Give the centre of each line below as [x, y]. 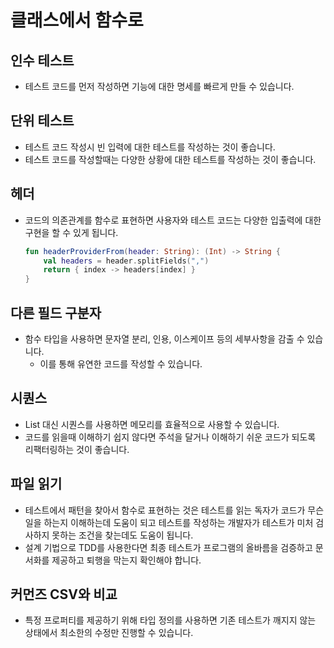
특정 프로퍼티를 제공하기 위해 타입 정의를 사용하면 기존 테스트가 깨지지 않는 [170, 620]
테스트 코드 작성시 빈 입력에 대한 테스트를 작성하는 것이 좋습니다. [150, 147]
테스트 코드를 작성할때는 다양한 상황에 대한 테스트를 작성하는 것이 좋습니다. [170, 159]
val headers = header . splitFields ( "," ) [126, 261]
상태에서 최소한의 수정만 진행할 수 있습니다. [109, 633]
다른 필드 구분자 [56, 312]
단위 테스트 [42, 121]
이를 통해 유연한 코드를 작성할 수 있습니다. [121, 363]
